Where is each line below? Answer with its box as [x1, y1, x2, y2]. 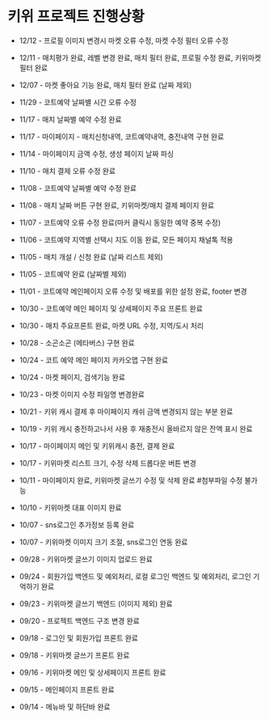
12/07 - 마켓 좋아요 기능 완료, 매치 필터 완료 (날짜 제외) [19, 80, 192, 90]
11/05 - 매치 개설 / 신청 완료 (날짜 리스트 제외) [19, 252, 163, 261]
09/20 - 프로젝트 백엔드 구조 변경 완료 [19, 615, 141, 625]
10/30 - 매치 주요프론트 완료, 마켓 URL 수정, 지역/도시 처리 [19, 320, 204, 330]
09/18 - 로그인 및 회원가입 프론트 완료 [19, 632, 139, 643]
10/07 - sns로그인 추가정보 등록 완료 [19, 519, 135, 530]
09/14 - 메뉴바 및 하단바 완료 [19, 701, 111, 712]
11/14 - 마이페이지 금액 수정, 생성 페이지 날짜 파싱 [19, 149, 174, 159]
